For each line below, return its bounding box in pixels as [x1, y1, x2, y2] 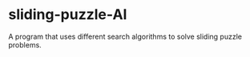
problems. [8, 40, 42, 49]
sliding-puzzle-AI [8, 6, 127, 24]
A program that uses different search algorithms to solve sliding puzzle [8, 32, 243, 41]
